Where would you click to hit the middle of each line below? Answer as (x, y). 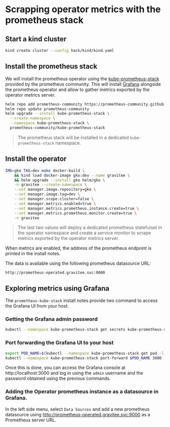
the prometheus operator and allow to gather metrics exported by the (77, 89)
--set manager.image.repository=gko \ (55, 190)
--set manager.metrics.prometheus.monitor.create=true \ (76, 213)
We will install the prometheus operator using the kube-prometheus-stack (82, 79)
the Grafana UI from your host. (37, 306)
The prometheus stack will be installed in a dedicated (73, 137)
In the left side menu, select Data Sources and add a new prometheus (77, 409)
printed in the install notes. (33, 254)
